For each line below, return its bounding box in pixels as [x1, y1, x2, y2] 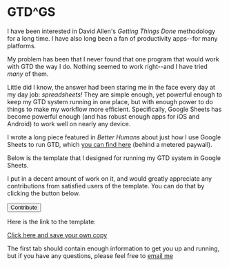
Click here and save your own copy [7, 230, 108, 239]
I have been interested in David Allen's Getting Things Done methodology [7, 27, 216, 35]
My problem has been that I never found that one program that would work [7, 55, 219, 63]
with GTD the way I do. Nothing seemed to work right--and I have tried [7, 62, 208, 70]
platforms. [7, 41, 37, 50]
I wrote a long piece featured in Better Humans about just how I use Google [7, 132, 221, 141]
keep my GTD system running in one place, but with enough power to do [7, 97, 214, 106]
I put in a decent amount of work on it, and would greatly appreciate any [7, 174, 212, 183]
